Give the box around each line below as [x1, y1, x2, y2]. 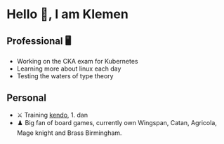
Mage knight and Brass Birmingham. [16, 129, 122, 137]
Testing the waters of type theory [16, 72, 114, 80]
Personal [6, 92, 47, 104]
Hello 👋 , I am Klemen [6, 6, 129, 22]
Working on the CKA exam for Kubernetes [16, 57, 138, 65]
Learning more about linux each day [16, 64, 121, 73]
